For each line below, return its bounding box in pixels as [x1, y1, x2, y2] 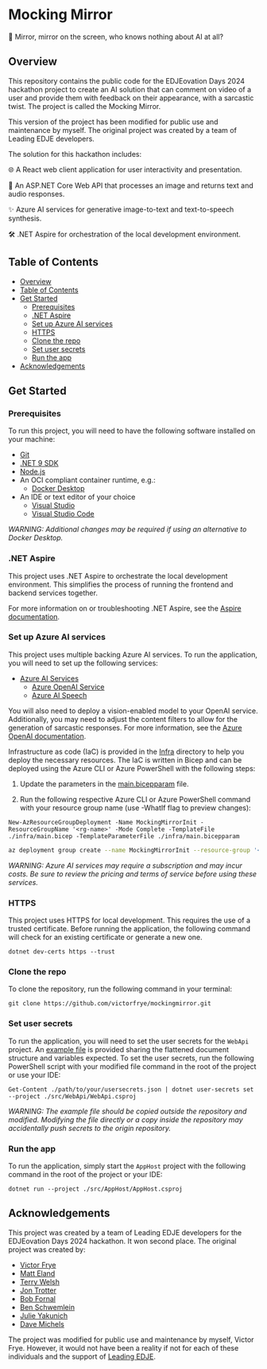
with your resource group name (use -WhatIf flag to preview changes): [19, 802, 252, 813]
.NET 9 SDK [19, 458, 59, 468]
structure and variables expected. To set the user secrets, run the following [8, 1053, 254, 1063]
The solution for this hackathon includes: [8, 149, 142, 158]
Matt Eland [19, 1268, 56, 1278]
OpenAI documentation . [8, 731, 87, 741]
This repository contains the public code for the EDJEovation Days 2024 [8, 76, 245, 85]
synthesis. [8, 213, 42, 223]
